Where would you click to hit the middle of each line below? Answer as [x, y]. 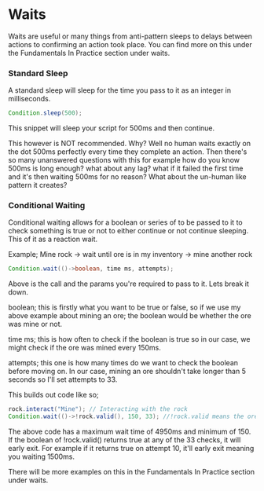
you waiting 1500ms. [42, 456]
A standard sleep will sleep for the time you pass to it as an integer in [120, 90]
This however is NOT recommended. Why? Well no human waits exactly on [130, 144]
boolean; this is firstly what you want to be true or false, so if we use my [125, 307]
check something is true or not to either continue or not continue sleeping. [128, 231]
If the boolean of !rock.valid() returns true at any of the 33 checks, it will [125, 440]
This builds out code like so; [54, 395]
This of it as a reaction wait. [53, 239]
